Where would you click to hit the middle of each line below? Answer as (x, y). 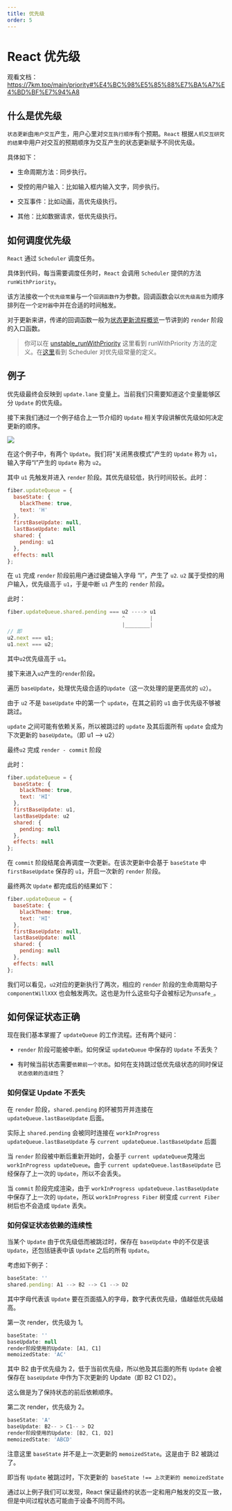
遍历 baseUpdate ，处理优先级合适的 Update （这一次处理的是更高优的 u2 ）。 (111, 688)
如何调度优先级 (39, 240)
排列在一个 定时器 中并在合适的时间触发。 (63, 305)
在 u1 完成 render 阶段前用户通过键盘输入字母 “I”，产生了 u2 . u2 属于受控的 (113, 575)
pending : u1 (37, 542)
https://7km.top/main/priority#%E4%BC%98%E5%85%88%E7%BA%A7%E (116, 85)
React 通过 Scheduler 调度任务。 (53, 258)
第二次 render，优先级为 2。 (47, 1407)
